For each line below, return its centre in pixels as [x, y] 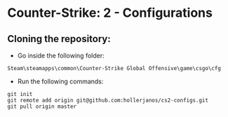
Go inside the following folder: [61, 55]
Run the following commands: [60, 81]
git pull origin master [42, 106]
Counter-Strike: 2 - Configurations [110, 13]
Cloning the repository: [59, 39]
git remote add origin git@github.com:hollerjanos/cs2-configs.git [108, 100]
